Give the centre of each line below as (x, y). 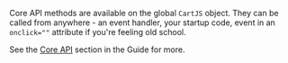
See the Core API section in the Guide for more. (97, 49)
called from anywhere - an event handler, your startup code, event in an (143, 22)
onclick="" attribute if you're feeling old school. (98, 32)
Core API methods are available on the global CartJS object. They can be (144, 13)
